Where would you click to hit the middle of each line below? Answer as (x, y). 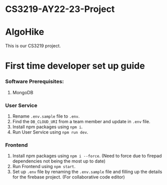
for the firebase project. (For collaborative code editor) (68, 177)
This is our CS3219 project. (33, 46)
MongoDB (23, 92)
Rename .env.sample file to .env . (46, 116)
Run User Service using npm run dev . (50, 132)
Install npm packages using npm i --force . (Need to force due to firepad (87, 156)
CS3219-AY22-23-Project (60, 9)
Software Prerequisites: (34, 82)
